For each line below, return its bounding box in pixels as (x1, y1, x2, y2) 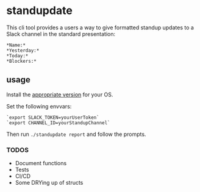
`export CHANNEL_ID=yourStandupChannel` (6, 119, 111, 126)
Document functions (15, 160, 67, 167)
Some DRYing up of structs (15, 179, 84, 187)
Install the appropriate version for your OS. (6, 91, 113, 98)
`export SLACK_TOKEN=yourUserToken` (6, 114, 99, 121)
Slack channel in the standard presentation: (6, 30, 116, 37)
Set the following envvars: (6, 102, 72, 110)
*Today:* (6, 52, 29, 59)
